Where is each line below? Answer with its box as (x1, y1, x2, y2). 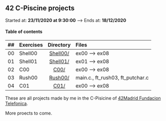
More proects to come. (5, 110, 52, 116)
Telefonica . (5, 100, 28, 106)
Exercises (19, 41, 43, 48)
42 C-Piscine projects (5, 4, 75, 12)
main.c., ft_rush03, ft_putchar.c (75, 74, 149, 81)
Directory (47, 41, 71, 48)
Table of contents (5, 28, 42, 34)
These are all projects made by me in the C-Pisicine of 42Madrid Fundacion (5, 95, 161, 101)
